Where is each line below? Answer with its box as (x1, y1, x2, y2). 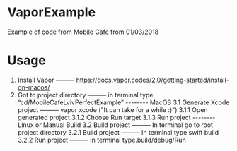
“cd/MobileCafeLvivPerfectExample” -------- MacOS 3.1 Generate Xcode (17, 98, 230, 107)
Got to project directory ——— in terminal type (17, 90, 154, 99)
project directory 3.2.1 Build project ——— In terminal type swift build (17, 128, 219, 136)
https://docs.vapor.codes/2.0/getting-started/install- (76, 75, 229, 84)
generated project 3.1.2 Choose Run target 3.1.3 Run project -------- (17, 113, 216, 121)
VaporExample (7, 4, 96, 20)
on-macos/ (17, 83, 50, 92)
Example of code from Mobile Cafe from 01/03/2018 (7, 28, 159, 36)
